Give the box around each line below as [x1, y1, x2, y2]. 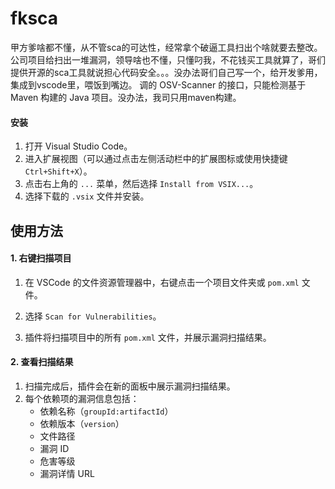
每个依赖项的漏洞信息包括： [24, 392, 140, 404]
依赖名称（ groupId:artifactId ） [39, 405, 174, 417]
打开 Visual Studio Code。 [24, 140, 133, 152]
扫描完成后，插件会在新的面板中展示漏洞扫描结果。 [24, 380, 236, 392]
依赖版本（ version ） [39, 417, 125, 429]
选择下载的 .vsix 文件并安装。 [24, 190, 150, 202]
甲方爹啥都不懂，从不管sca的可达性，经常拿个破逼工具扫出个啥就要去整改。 [10, 41, 323, 53]
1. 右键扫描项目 [10, 252, 72, 264]
